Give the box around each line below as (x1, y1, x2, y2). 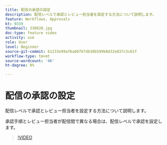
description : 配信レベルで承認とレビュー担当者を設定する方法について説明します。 (5, 12, 156, 17)
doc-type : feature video (5, 30, 57, 35)
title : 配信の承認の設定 (5, 7, 51, 12)
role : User (5, 40, 28, 45)
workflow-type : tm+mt (5, 53, 50, 59)
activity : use (5, 35, 35, 40)
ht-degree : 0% (5, 63, 35, 68)
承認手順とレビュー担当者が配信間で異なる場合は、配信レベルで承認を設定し (5, 118, 163, 125)
